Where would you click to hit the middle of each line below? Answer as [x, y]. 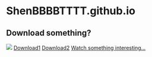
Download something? [49, 33]
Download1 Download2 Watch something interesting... [80, 48]
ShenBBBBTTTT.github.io [71, 11]
